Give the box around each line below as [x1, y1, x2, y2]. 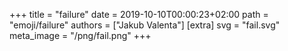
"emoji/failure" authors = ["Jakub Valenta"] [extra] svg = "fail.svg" [9, 19, 281, 31]
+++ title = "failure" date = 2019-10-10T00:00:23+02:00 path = [9, 9, 269, 20]
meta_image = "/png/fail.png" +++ [9, 30, 152, 41]
